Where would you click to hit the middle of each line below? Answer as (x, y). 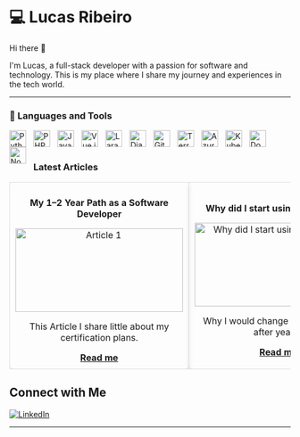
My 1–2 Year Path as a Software (100, 202)
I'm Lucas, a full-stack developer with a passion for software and (129, 65)
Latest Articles (66, 168)
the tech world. (37, 84)
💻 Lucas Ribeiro (71, 17)
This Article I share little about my (99, 326)
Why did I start (237, 208)
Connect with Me (58, 393)
